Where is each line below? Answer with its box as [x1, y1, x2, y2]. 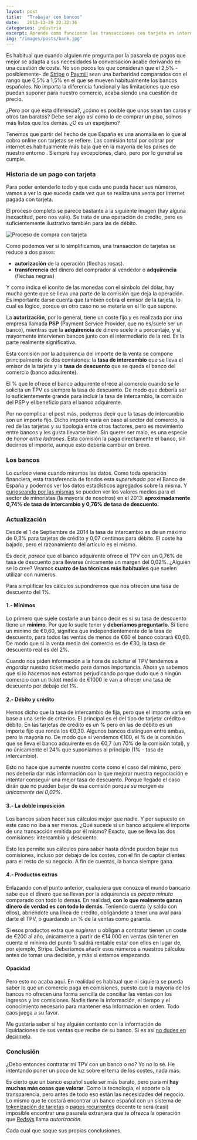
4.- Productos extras [6, 871, 58, 878]
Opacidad [6, 965, 30, 972]
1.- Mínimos [6, 602, 36, 609]
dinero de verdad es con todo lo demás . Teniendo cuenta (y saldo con [6, 903, 177, 910]
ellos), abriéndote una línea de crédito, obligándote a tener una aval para [6, 909, 182, 916]
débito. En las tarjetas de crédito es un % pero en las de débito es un [6, 722, 173, 729]
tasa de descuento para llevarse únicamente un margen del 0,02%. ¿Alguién [6, 558, 191, 566]
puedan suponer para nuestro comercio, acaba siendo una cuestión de [6, 89, 178, 96]
